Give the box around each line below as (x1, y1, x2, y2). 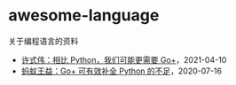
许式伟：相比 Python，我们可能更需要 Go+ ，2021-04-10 (20, 54, 227, 65)
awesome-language (8, 5, 160, 26)
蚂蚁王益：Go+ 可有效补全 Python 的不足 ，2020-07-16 (20, 66, 223, 76)
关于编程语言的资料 (8, 35, 79, 46)
